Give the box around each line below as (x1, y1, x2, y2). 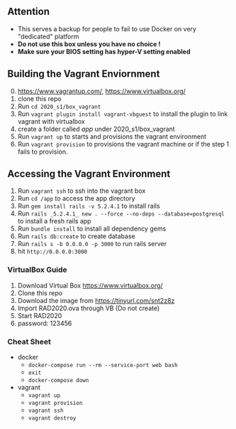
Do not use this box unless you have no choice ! (17, 39, 161, 48)
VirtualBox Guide (7, 265, 67, 275)
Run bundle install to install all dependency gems (17, 224, 167, 233)
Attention (7, 6, 50, 18)
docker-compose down (28, 377, 89, 384)
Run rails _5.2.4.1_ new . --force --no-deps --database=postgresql (17, 209, 225, 218)
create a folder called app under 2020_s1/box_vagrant (17, 125, 175, 133)
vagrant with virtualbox (17, 117, 85, 125)
